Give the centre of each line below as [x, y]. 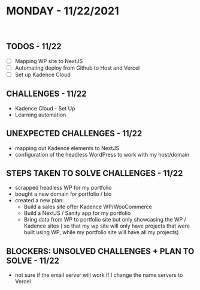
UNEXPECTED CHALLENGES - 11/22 [74, 134]
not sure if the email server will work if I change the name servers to [99, 275]
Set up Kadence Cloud [43, 74]
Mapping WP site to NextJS [49, 61]
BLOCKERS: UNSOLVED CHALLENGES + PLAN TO [100, 251]
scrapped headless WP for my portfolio [63, 188]
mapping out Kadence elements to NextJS [67, 148]
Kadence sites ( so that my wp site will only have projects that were [107, 226]
